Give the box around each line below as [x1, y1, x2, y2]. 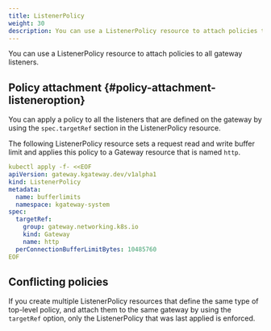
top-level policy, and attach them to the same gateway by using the [8, 305, 231, 315]
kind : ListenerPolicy [8, 178, 81, 186]
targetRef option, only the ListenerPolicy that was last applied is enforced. [8, 313, 256, 323]
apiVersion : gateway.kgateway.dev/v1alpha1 [8, 171, 157, 179]
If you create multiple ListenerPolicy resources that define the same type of [8, 296, 260, 306]
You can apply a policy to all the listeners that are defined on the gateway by [8, 114, 262, 125]
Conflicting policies [8, 275, 109, 288]
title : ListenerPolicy [8, 11, 85, 20]
